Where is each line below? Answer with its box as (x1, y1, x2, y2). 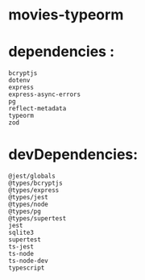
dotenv (8, 77, 31, 85)
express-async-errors (8, 90, 81, 98)
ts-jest (8, 243, 35, 251)
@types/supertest (8, 215, 67, 223)
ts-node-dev (8, 257, 48, 265)
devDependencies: (8, 145, 139, 164)
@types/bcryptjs (8, 179, 63, 187)
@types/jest (8, 194, 48, 202)
